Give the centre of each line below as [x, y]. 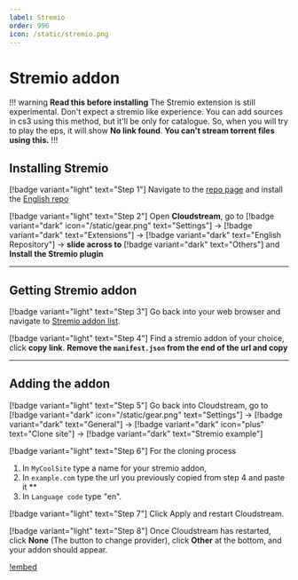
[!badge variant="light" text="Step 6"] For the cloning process [123, 450]
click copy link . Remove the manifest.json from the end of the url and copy [149, 347]
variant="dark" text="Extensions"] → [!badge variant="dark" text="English [145, 235]
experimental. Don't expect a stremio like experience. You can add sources [146, 112]
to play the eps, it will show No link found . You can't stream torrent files [142, 131]
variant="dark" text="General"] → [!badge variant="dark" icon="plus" [137, 424]
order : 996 [29, 26]
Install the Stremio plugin [56, 254]
